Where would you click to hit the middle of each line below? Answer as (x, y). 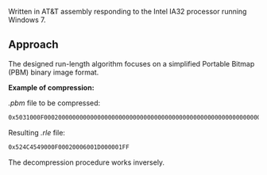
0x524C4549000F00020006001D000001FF (69, 147)
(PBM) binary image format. (54, 72)
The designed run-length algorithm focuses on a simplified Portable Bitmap (132, 63)
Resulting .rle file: (37, 132)
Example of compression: (51, 87)
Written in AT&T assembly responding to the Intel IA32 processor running (128, 11)
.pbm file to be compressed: (54, 103)
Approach (33, 45)
